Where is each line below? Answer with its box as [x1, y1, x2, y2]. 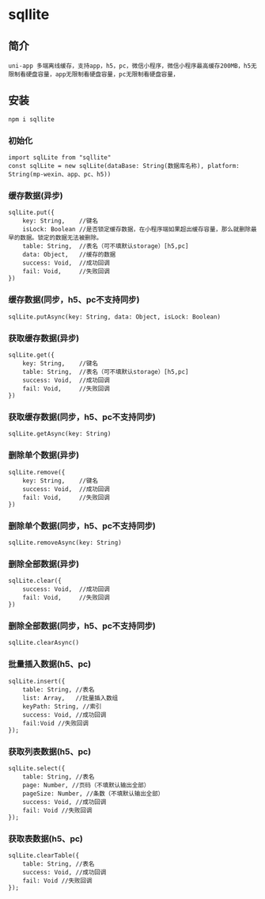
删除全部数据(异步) [8, 558, 80, 569]
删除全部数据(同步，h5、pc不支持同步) [8, 620, 157, 631]
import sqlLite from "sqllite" [8, 154, 112, 162]
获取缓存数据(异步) [8, 333, 80, 344]
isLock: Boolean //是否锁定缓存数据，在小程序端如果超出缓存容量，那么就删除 [22, 226, 252, 234]
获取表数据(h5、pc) [8, 833, 83, 844]
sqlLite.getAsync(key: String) [8, 430, 112, 438]
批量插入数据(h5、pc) [8, 659, 92, 670]
